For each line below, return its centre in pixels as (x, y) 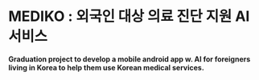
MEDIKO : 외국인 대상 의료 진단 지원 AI (129, 16)
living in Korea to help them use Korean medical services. (107, 67)
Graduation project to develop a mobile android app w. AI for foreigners (129, 59)
